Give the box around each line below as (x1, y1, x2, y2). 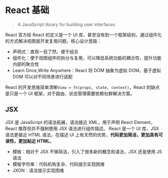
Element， (133, 119, 155, 125)
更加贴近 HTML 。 (18, 138, 54, 144)
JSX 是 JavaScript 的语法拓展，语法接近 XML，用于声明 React (5, 119, 133, 125)
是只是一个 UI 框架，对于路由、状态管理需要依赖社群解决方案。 (5, 90, 135, 96)
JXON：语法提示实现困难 (12, 167, 64, 173)
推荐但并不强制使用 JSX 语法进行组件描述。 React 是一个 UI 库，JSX (18, 125, 159, 131)
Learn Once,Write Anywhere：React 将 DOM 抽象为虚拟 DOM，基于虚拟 (12, 67, 161, 73)
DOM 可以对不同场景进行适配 (12, 73, 73, 79)
